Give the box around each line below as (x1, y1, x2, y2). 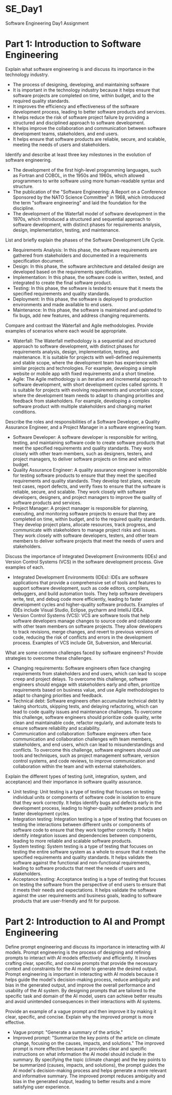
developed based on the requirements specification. (12, 268, 124, 275)
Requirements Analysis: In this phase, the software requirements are (12, 247, 158, 253)
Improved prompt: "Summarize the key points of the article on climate (12, 1034, 160, 1041)
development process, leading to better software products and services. (12, 108, 166, 115)
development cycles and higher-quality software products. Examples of (12, 601, 164, 607)
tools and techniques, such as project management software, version (12, 752, 159, 758)
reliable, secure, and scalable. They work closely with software (12, 489, 146, 495)
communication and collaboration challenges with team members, (12, 736, 152, 742)
